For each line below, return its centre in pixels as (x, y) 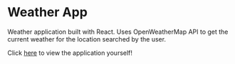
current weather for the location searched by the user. (87, 39)
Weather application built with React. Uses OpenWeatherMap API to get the (118, 32)
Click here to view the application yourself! (70, 53)
